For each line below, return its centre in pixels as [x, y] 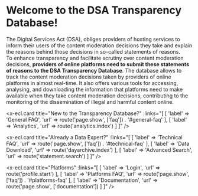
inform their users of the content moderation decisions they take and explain [99, 45]
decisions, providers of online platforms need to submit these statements [98, 64]
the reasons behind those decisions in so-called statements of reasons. [93, 51]
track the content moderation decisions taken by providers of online [89, 77]
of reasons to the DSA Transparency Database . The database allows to [94, 70]
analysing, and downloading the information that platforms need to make [95, 89]
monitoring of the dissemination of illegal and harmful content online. [90, 102]
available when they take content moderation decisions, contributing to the [97, 96]
